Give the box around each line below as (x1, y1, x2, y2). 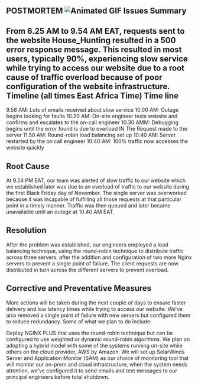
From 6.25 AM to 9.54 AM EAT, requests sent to (6, 26, 185, 36)
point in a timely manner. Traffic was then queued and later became (6, 202, 171, 209)
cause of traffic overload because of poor (6, 72, 163, 82)
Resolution (6, 225, 47, 235)
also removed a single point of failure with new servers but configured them (6, 312, 191, 319)
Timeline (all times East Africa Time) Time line (6, 90, 179, 100)
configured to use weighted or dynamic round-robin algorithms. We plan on (6, 335, 190, 343)
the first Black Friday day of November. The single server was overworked (6, 190, 187, 197)
